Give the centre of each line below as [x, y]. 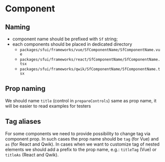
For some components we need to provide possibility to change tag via [78, 133]
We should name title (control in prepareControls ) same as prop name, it [81, 100]
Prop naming [25, 89]
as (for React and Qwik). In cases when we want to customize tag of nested [82, 144]
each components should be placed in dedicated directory [72, 44]
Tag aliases [23, 121]
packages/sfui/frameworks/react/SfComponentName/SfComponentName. [90, 60]
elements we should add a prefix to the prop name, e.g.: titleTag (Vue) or [81, 149]
